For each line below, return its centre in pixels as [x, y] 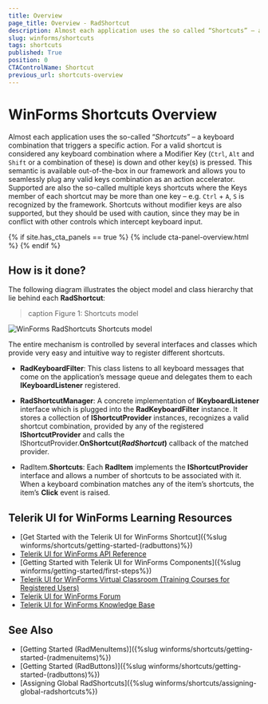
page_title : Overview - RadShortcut [69, 23]
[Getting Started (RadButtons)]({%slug [83, 666]
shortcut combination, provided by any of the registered [112, 426]
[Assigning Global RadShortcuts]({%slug [87, 683]
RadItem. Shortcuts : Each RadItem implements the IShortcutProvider [134, 467]
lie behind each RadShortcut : [57, 298]
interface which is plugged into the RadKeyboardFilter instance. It [128, 409]
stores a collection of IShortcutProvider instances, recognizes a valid [134, 418]
